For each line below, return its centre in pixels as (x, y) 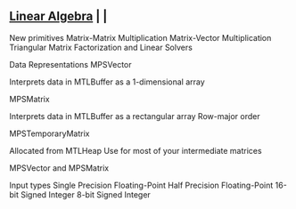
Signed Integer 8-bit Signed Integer (86, 194)
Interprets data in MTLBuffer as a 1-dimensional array (107, 82)
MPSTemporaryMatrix (49, 133)
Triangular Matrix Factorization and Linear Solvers (101, 47)
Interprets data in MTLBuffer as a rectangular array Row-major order (135, 116)
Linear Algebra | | (58, 16)
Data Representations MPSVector (70, 64)
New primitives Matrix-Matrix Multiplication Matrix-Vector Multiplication (140, 37)
